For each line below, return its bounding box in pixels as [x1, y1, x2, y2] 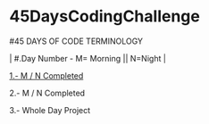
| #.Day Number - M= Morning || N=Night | [9, 53, 167, 63]
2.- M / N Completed [9, 87, 86, 98]
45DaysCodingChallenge [9, 6, 201, 27]
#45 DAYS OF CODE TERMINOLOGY [9, 36, 144, 46]
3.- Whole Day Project [9, 104, 91, 115]
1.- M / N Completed [9, 70, 84, 81]
